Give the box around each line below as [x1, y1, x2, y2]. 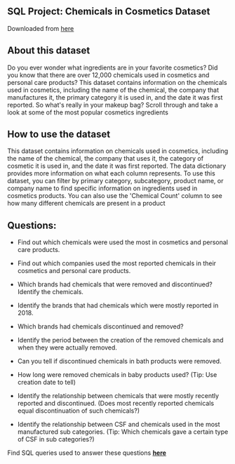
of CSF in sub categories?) [17, 435, 95, 444]
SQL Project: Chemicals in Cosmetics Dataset [7, 6, 210, 18]
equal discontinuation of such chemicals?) [17, 406, 140, 415]
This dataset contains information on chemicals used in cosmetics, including [7, 147, 229, 155]
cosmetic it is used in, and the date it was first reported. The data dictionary [7, 161, 227, 171]
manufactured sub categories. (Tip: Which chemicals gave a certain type [17, 427, 229, 436]
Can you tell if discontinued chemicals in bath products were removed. [17, 357, 222, 366]
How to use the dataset [7, 128, 111, 140]
